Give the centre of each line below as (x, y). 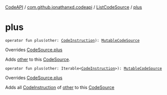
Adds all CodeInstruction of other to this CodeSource (60, 87)
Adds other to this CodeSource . (38, 59)
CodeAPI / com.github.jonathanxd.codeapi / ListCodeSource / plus (74, 7)
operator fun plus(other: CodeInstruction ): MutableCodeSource (72, 40)
